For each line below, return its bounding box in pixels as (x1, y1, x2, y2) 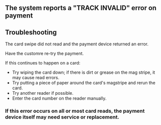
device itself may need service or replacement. (5, 114, 119, 121)
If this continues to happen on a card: (5, 60, 81, 66)
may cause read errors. (12, 75, 60, 81)
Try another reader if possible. (12, 90, 74, 96)
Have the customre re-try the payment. (5, 51, 84, 57)
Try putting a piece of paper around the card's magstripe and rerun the (12, 80, 156, 86)
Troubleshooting (5, 28, 57, 36)
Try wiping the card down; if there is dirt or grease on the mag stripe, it (12, 69, 155, 75)
